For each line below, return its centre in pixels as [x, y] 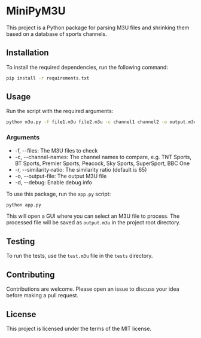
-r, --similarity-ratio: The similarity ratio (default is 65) [81, 169]
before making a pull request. [42, 296]
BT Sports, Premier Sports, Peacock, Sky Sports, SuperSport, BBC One [102, 163]
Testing [21, 241]
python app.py [24, 205]
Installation [28, 53]
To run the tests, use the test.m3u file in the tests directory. [80, 256]
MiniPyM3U [36, 11]
